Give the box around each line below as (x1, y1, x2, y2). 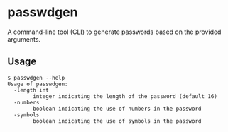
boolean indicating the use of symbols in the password (33, 117, 202, 124)
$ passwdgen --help (7, 74, 65, 81)
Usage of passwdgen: (7, 80, 69, 88)
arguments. (7, 35, 41, 43)
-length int (13, 86, 50, 94)
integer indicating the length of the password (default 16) (33, 92, 218, 100)
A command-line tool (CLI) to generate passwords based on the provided (7, 28, 222, 36)
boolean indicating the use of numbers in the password (33, 105, 202, 112)
